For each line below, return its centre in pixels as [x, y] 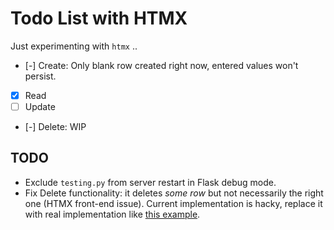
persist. [40, 76]
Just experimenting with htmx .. [74, 46]
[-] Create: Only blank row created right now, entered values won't [161, 65]
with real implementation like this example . [112, 214]
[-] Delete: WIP [55, 127]
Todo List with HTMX [99, 18]
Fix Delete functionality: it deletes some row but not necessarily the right [174, 193]
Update [40, 106]
